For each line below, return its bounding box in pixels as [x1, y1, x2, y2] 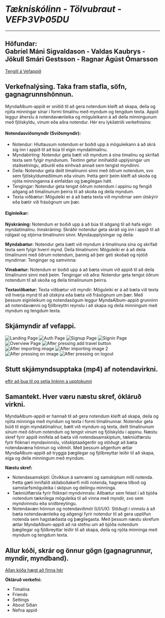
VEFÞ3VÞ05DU [5, 14, 69, 25]
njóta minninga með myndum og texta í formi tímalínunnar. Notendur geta [5, 419, 153, 425]
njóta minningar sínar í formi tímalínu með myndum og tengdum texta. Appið [5, 109, 159, 115]
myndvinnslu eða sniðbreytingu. [12, 501, 77, 506]
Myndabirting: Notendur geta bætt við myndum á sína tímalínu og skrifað [12, 152, 160, 157]
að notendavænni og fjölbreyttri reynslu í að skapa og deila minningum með [5, 302, 158, 308]
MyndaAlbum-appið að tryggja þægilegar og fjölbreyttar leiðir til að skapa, [5, 450, 155, 456]
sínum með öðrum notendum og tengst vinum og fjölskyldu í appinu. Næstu [5, 429, 158, 435]
